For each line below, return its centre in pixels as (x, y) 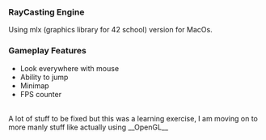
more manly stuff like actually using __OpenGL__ (88, 127)
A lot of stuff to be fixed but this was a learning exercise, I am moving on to (133, 118)
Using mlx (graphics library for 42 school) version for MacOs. (110, 30)
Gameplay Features (48, 51)
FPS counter (41, 94)
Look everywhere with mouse (70, 68)
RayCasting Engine (46, 12)
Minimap (35, 85)
